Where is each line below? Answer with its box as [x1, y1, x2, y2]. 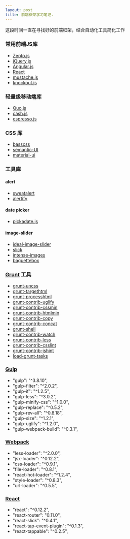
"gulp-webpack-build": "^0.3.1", [12, 426, 78, 432]
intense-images [12, 252, 46, 258]
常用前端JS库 [5, 41, 38, 48]
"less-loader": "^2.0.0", [12, 450, 61, 456]
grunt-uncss [12, 283, 39, 289]
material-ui [12, 152, 35, 158]
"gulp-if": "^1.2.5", [12, 388, 51, 394]
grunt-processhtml [12, 294, 52, 300]
